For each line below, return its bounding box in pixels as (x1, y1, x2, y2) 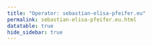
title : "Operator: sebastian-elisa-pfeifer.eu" (7, 9, 146, 17)
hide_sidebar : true (7, 28, 63, 36)
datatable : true (7, 22, 54, 29)
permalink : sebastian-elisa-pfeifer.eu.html (7, 16, 137, 23)
